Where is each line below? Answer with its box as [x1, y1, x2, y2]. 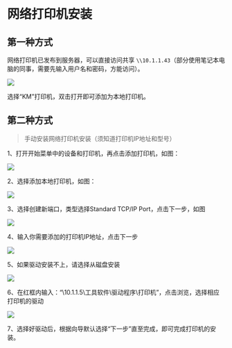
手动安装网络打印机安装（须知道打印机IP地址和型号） [24, 134, 176, 142]
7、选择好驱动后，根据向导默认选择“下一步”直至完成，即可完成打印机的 [7, 324, 211, 333]
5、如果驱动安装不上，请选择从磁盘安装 [7, 260, 121, 268]
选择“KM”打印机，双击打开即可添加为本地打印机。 [7, 92, 150, 101]
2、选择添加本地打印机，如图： [7, 176, 96, 185]
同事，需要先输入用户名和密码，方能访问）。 [19, 65, 144, 73]
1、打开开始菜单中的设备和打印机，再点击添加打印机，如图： [7, 149, 180, 157]
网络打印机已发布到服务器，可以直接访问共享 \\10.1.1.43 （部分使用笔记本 [7, 56, 220, 64]
